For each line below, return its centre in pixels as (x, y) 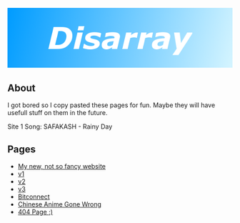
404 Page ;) (35, 212)
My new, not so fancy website (61, 167)
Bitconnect (34, 197)
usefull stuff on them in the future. (57, 113)
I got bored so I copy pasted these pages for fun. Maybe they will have (111, 105)
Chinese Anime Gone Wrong (60, 204)
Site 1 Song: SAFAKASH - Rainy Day (60, 127)
